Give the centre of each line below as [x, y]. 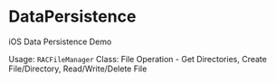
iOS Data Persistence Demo [60, 41]
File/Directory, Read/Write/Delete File [78, 69]
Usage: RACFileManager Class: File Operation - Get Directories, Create [138, 59]
